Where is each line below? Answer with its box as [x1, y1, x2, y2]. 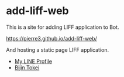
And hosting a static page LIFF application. [6, 46, 109, 53]
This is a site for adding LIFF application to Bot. [6, 24, 119, 31]
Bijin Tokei [14, 63, 40, 71]
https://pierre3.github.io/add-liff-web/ [6, 35, 98, 42]
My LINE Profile [14, 58, 53, 65]
